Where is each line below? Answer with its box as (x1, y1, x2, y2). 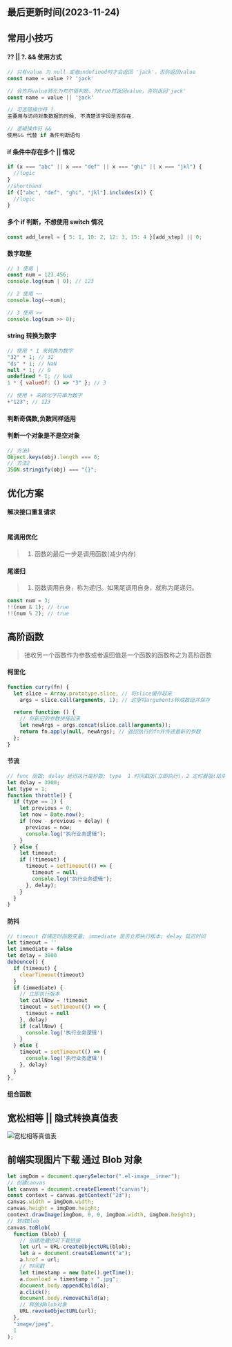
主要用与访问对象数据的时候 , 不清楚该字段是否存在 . (7, 113, 135, 120)
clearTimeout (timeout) (19, 971, 85, 978)
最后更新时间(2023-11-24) (7, 6, 120, 19)
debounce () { (7, 958, 45, 966)
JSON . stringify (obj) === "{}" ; (7, 466, 97, 474)
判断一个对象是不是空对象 (7, 431, 80, 440)
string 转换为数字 (7, 331, 57, 340)
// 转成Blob (7, 1218, 39, 1225)
